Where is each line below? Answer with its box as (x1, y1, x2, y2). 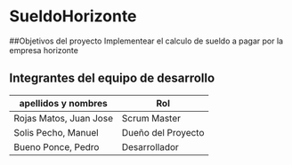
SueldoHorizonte (9, 6, 137, 27)
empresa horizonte (9, 44, 78, 55)
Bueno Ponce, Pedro (13, 140, 100, 153)
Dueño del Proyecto (121, 126, 205, 138)
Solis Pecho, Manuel (13, 126, 100, 138)
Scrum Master (121, 112, 181, 124)
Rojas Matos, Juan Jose (13, 112, 114, 124)
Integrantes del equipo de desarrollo (9, 71, 215, 86)
